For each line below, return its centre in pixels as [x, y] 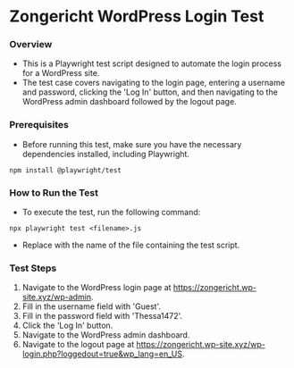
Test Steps [33, 268]
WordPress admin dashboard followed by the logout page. [129, 102]
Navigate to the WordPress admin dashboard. [106, 335]
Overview [31, 45]
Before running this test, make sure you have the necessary [132, 144]
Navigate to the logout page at [78, 345]
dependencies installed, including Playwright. [106, 154]
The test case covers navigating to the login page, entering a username [154, 83]
